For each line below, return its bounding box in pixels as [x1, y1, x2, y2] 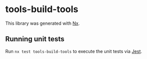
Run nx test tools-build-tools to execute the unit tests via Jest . [5, 48, 142, 54]
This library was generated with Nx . [5, 20, 80, 26]
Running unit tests [5, 35, 65, 43]
